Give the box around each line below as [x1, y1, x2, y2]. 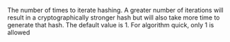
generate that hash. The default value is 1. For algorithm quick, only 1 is [7, 21, 214, 29]
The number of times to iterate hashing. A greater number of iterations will [7, 6, 224, 14]
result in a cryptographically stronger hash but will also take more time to [7, 13, 220, 22]
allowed [7, 28, 30, 36]
